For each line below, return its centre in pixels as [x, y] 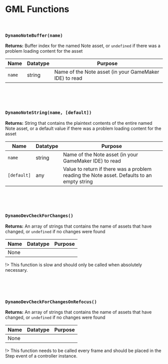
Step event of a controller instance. [41, 356]
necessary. [17, 270]
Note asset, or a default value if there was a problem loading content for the [83, 128]
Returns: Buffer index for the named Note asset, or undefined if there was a [83, 46]
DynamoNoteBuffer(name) [34, 35]
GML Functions [37, 9]
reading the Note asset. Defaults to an [107, 175]
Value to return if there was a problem [107, 169]
